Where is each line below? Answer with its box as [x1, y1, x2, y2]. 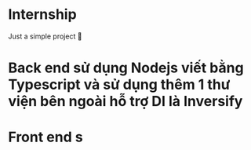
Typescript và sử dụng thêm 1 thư [8, 76, 231, 93]
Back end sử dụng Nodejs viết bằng [8, 59, 245, 77]
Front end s [8, 128, 84, 146]
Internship [8, 5, 77, 24]
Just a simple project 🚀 [8, 31, 82, 41]
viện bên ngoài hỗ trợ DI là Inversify [8, 93, 243, 111]
